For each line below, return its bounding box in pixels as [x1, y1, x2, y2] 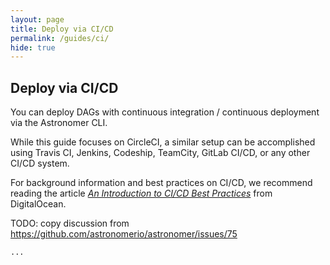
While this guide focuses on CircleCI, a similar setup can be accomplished [10, 136, 316, 148]
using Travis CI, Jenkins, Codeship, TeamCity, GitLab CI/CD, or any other [10, 147, 311, 159]
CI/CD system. [10, 157, 70, 170]
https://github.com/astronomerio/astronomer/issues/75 [10, 228, 238, 240]
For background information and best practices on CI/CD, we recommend [10, 177, 313, 189]
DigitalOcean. [10, 198, 67, 210]
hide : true [10, 42, 56, 53]
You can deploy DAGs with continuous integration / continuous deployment [10, 106, 320, 118]
